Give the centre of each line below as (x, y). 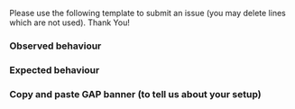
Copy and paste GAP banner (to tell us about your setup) (135, 94)
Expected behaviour (55, 69)
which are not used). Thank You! (70, 23)
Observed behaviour (55, 46)
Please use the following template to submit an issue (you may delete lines (147, 13)
